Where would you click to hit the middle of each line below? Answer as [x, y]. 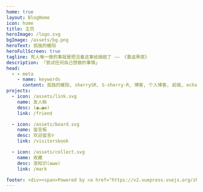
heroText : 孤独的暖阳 [31, 46]
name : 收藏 [30, 157]
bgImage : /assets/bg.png [37, 40]
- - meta [23, 74]
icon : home [20, 23]
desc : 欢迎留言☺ [36, 136]
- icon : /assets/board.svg [46, 124]
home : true [20, 12]
